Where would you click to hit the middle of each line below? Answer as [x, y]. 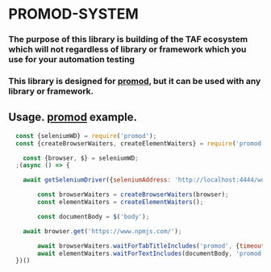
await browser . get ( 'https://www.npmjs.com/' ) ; [102, 231]
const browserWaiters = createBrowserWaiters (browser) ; [133, 195]
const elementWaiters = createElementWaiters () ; [121, 203]
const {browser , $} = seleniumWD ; [81, 158]
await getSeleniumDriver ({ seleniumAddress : [97, 180]
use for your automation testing [72, 60]
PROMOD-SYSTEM [73, 14]
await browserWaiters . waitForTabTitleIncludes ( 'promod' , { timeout [151, 246]
